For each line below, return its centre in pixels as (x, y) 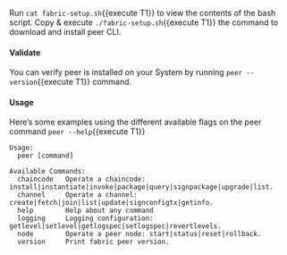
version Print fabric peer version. (93, 242)
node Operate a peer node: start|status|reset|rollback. (139, 234)
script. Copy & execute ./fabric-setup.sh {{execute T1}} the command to (144, 22)
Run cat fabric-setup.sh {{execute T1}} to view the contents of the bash (143, 13)
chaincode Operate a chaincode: (81, 179)
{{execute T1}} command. (84, 82)
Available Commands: (48, 172)
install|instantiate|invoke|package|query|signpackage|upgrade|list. (142, 187)
